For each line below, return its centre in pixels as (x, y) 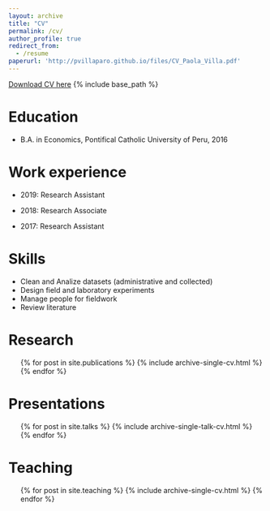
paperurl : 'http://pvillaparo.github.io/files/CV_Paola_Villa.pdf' (125, 62)
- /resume (32, 54)
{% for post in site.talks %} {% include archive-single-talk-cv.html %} (136, 426)
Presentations (57, 404)
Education (43, 117)
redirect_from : (34, 46)
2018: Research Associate (63, 210)
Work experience (68, 172)
